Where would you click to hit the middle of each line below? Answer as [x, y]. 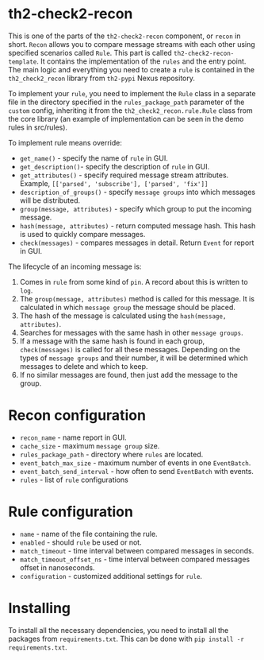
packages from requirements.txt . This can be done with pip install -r [126, 639]
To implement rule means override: [65, 142]
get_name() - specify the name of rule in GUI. [94, 158]
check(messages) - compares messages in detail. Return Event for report [137, 243]
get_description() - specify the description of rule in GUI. [115, 166]
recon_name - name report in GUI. [73, 437]
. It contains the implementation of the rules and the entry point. [142, 61]
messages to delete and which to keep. [84, 366]
